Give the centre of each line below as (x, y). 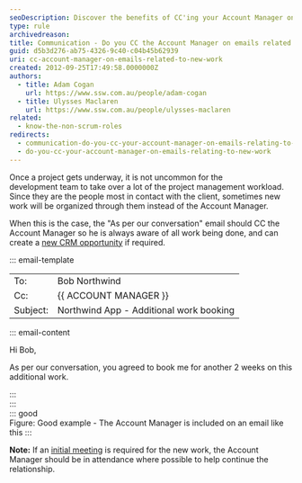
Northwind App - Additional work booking (146, 309)
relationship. (32, 469)
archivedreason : (40, 34)
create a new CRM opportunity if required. (88, 242)
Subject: (31, 309)
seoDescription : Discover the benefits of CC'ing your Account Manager (146, 18)
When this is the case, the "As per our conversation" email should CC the (145, 223)
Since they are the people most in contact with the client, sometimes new (145, 196)
